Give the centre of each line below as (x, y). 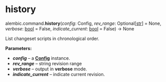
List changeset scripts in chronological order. (52, 38)
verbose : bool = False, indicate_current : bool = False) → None (70, 28)
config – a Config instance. (41, 58)
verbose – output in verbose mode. (50, 69)
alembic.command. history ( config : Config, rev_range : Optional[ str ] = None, (83, 23)
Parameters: (18, 48)
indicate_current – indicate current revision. (59, 74)
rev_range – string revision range (47, 63)
